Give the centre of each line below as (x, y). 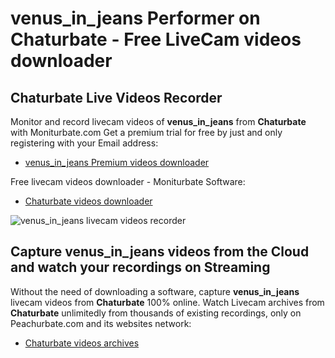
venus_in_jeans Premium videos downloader (117, 162)
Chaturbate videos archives (82, 343)
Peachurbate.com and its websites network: (101, 323)
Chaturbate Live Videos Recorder (116, 97)
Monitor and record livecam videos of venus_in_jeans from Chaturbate (158, 121)
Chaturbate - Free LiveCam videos (156, 39)
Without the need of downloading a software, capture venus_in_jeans (155, 291)
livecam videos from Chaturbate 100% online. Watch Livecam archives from (167, 302)
